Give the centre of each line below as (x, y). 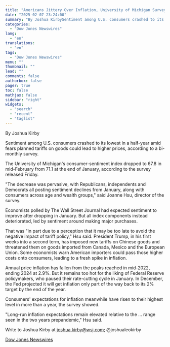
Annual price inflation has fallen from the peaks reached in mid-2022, (78, 268)
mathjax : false (21, 95)
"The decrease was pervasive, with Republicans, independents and (75, 184)
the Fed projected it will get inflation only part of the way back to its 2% (80, 284)
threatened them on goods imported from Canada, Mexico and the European (85, 247)
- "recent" (21, 114)
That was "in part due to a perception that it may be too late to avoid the (80, 231)
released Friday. (22, 174)
